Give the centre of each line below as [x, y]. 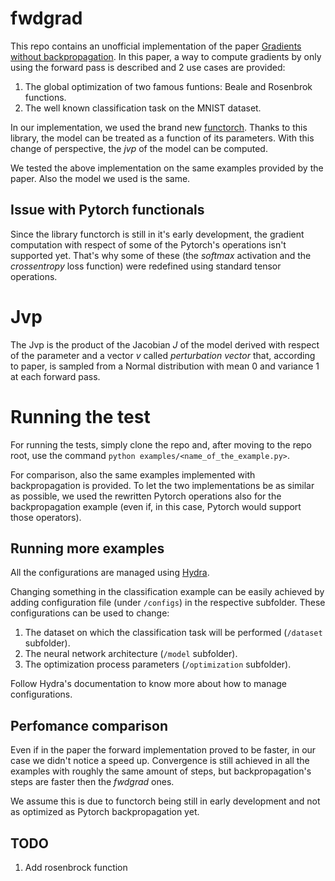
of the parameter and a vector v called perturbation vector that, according [163, 355]
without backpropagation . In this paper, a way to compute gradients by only [166, 56]
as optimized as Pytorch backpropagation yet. [105, 812]
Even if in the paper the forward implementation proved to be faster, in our [163, 750]
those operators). [46, 517]
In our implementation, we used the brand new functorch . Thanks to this [159, 127]
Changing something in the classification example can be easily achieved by [167, 592]
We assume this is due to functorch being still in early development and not [165, 801]
